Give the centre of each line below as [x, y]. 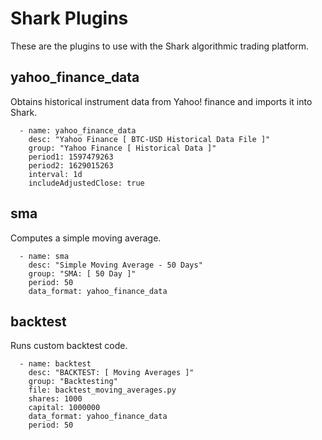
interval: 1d [55, 174]
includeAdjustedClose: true [86, 183]
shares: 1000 [55, 399]
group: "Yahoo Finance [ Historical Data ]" [122, 148]
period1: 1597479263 [71, 157]
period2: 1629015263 [71, 165]
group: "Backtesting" [73, 382]
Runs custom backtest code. [69, 346]
